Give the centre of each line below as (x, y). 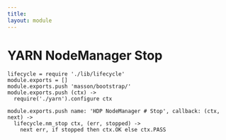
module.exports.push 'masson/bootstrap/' (69, 87)
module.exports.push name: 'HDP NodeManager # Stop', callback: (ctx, (114, 111)
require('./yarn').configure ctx (63, 99)
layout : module (30, 21)
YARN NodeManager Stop (85, 56)
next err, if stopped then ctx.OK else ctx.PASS (93, 130)
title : (17, 14)
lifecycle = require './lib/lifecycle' (66, 74)
